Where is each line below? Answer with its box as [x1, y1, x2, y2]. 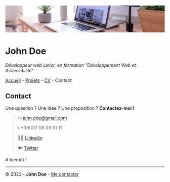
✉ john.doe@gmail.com [17, 115, 67, 121]
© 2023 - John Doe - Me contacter [5, 171, 79, 177]
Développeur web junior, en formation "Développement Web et [5, 62, 136, 68]
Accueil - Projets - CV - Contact [5, 77, 72, 83]
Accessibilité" [5, 67, 34, 73]
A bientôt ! [5, 157, 27, 163]
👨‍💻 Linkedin [17, 135, 43, 141]
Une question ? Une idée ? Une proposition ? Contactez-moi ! [5, 105, 135, 111]
